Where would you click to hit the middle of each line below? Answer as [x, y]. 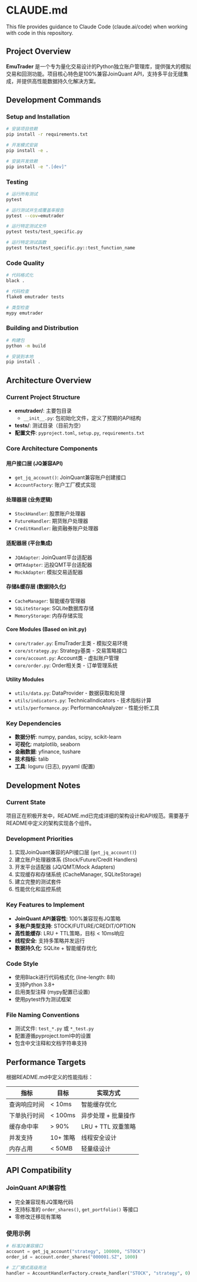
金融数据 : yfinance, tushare [48, 752]
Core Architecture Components [52, 448]
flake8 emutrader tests [35, 297]
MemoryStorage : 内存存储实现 [49, 615]
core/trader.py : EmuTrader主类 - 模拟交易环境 [71, 643]
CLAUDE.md [37, 10]
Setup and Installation [38, 117]
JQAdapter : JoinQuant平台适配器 [53, 557]
